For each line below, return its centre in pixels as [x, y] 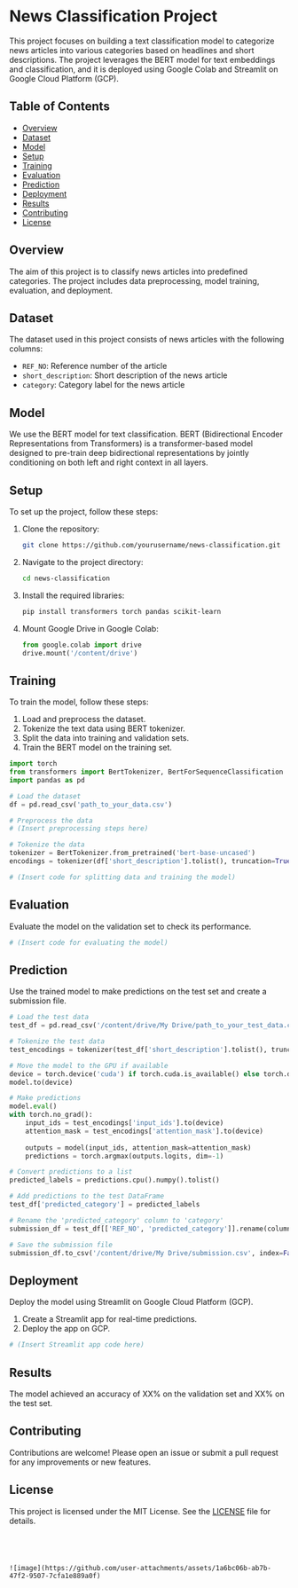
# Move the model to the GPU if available [89, 1065]
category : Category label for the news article [103, 385]
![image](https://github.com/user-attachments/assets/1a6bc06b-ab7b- [141, 1568]
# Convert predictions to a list [71, 1172]
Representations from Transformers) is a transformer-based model [131, 444]
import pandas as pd [47, 780]
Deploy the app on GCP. [66, 1329]
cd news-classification [66, 578]
